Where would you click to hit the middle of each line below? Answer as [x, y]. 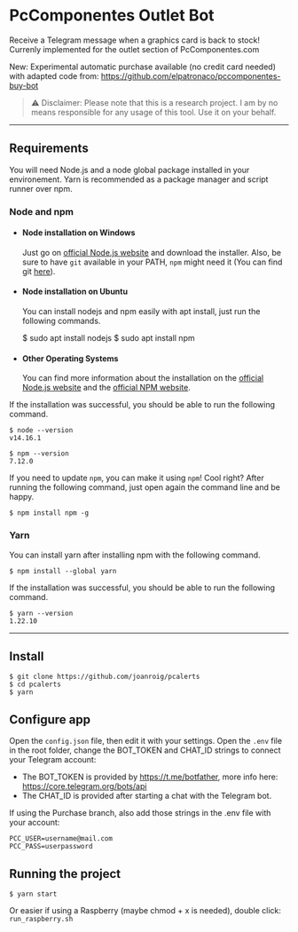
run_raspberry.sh [41, 920]
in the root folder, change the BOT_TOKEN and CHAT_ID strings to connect [145, 750]
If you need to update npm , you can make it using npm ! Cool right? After [137, 478]
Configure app [50, 719]
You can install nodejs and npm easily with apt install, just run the [141, 312]
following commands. [61, 321]
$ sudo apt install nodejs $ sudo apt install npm [108, 338]
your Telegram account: [53, 760]
